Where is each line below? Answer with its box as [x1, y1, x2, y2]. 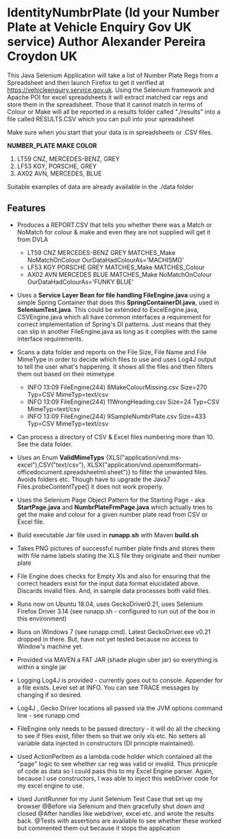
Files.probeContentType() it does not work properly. [16, 482, 164, 491]
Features [7, 202, 46, 214]
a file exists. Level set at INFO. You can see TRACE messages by [16, 683, 199, 692]
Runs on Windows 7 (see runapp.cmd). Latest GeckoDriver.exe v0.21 [16, 627, 211, 635]
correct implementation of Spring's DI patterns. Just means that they [16, 320, 211, 328]
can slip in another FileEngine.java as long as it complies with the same [16, 327, 218, 335]
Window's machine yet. [16, 642, 84, 650]
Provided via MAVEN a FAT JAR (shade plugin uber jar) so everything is [16, 655, 218, 664]
